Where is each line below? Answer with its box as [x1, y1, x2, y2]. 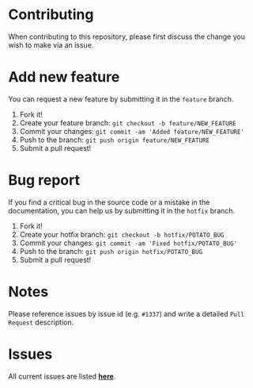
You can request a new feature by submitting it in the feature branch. [8, 94, 234, 104]
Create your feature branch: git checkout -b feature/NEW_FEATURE [19, 117, 236, 128]
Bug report [8, 171, 81, 190]
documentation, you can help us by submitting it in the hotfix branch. [8, 206, 236, 215]
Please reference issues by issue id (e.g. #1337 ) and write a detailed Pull [8, 309, 245, 318]
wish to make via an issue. [8, 40, 94, 49]
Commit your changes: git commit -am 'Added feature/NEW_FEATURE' [19, 126, 245, 136]
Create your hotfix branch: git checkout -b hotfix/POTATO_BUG [19, 229, 225, 239]
